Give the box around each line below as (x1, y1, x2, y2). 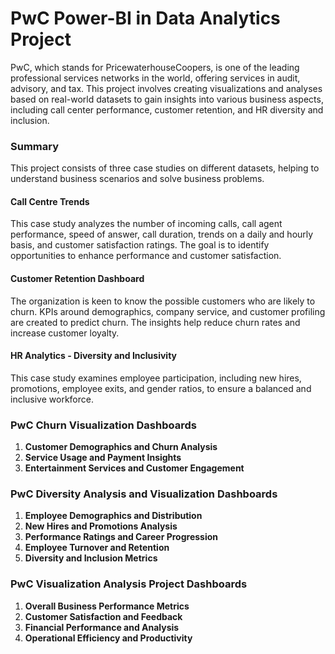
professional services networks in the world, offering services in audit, (10, 72, 301, 84)
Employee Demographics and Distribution (24, 510, 203, 522)
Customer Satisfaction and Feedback (24, 610, 183, 622)
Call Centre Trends (10, 195, 90, 207)
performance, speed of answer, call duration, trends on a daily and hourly (10, 228, 314, 241)
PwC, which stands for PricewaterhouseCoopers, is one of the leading (10, 61, 300, 73)
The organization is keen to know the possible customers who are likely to (10, 295, 316, 307)
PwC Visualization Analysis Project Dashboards (10, 577, 248, 591)
